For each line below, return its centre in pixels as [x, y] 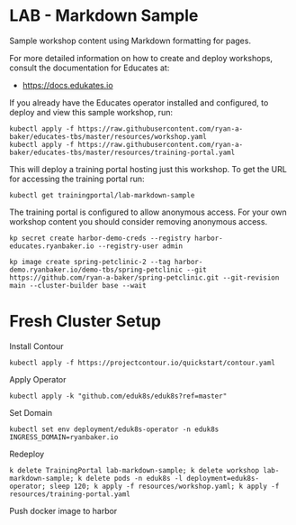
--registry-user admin [140, 246]
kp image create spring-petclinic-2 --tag [90, 262]
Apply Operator [38, 379]
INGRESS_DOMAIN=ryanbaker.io [64, 437]
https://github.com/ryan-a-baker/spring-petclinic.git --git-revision [144, 277]
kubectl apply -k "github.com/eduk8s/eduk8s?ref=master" [118, 396]
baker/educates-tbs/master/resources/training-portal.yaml [122, 152]
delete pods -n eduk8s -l [134, 478]
